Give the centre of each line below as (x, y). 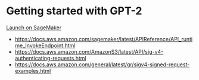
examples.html (33, 70)
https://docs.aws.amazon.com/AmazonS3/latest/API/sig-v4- (89, 51)
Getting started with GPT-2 (74, 11)
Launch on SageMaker (34, 27)
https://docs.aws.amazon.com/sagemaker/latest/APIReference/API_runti (103, 39)
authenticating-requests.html (50, 58)
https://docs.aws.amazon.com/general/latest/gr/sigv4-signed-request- (102, 64)
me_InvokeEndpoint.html (45, 45)
